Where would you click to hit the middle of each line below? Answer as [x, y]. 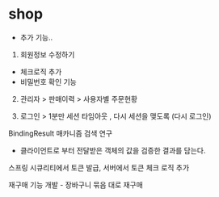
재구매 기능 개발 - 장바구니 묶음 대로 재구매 [76, 184]
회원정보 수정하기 [47, 54]
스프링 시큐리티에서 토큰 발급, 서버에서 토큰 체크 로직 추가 [99, 167]
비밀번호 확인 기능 [48, 82]
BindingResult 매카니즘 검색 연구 [61, 133]
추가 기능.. [36, 37]
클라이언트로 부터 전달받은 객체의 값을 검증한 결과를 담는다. [113, 150]
